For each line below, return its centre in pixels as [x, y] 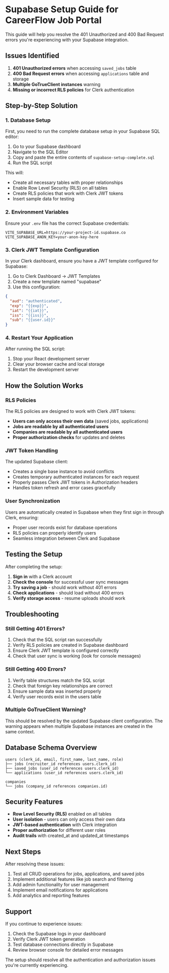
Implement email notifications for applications [60, 890]
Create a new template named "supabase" [57, 282]
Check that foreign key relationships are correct [62, 686]
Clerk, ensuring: [22, 517]
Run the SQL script [32, 163]
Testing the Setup [34, 554]
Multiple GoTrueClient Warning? [46, 709]
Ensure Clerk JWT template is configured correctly [66, 650]
